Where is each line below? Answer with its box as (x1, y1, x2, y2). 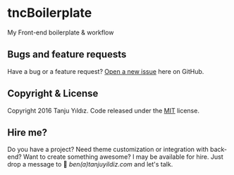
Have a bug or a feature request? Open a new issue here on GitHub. (7, 67, 204, 75)
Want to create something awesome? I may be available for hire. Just (23, 153, 223, 161)
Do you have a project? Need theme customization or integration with (7, 145, 209, 154)
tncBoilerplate (7, 5, 92, 21)
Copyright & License (7, 88, 99, 100)
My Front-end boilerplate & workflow (7, 28, 114, 37)
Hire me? (7, 127, 48, 138)
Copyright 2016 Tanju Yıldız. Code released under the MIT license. (7, 106, 199, 115)
